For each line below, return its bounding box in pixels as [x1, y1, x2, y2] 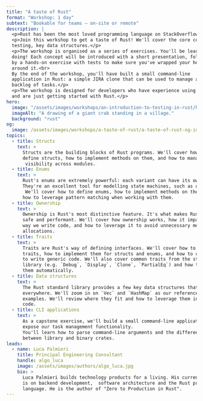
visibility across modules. [25, 161, 96, 167]
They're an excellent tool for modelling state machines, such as [22, 183, 193, 189]
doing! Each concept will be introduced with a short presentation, [11, 54, 188, 60]
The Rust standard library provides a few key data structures [22, 284, 185, 290]
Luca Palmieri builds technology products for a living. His [22, 374, 180, 380]
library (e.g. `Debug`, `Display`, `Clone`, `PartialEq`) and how [22, 262, 193, 268]
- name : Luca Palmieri [11, 346, 69, 353]
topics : [6, 132, 26, 139]
